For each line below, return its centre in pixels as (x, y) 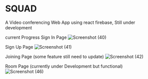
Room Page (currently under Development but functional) (64, 66)
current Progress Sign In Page (36, 37)
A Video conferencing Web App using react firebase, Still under (70, 22)
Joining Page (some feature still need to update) (55, 56)
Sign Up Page (19, 47)
